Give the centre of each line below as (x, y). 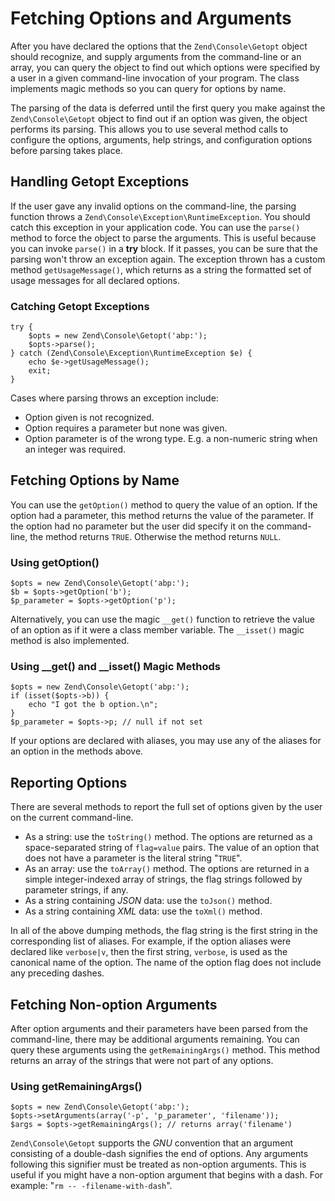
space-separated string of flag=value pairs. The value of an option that (172, 848)
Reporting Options (69, 782)
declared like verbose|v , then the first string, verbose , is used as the (149, 952)
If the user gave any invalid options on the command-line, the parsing (153, 206)
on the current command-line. (72, 818)
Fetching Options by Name (95, 480)
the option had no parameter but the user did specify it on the (137, 526)
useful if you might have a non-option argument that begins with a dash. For (167, 1175)
